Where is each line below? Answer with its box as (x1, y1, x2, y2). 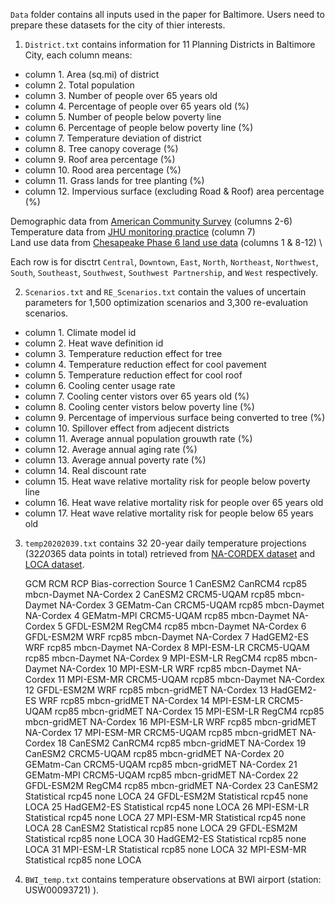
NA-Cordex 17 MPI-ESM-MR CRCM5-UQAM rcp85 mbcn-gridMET (24, 727, 298, 738)
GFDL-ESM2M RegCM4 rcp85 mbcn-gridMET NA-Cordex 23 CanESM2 (24, 780, 319, 791)
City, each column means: (24, 49, 133, 61)
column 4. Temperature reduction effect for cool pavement (24, 359, 267, 370)
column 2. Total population (24, 79, 135, 91)
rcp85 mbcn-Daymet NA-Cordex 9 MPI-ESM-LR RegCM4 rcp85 (24, 652, 288, 664)
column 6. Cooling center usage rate (24, 380, 176, 391)
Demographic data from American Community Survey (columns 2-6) (10, 215, 293, 227)
